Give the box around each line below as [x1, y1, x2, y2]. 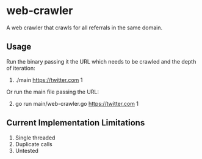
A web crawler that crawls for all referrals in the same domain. [6, 24, 163, 31]
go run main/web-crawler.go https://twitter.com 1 [15, 100, 139, 107]
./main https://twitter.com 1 [15, 76, 83, 83]
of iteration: [6, 64, 35, 72]
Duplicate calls [15, 140, 53, 147]
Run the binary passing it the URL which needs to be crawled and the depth [6, 57, 197, 65]
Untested [15, 147, 38, 154]
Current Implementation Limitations [6, 117, 145, 128]
